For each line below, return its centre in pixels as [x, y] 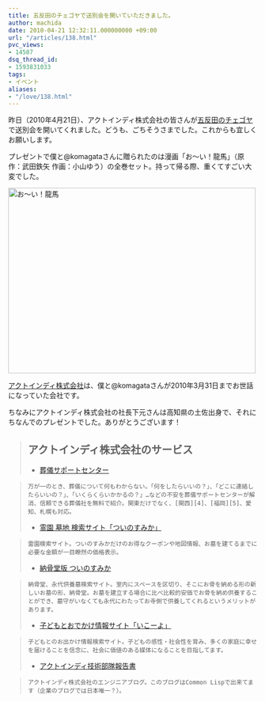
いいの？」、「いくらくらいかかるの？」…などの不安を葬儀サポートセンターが [144, 495]
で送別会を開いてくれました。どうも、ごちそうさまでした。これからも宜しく [132, 130]
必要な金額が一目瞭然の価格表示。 [75, 552]
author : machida [35, 23]
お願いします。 [32, 140]
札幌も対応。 [57, 512]
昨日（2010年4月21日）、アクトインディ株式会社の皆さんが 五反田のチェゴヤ [131, 120]
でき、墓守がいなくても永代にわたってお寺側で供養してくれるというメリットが [148, 601]
